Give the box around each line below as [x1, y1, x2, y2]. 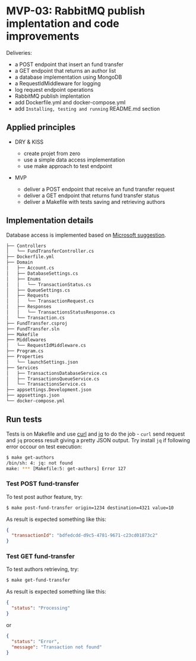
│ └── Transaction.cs [6, 315, 65, 321]
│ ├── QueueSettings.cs [6, 287, 70, 293]
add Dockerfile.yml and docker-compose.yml [14, 98, 126, 105]
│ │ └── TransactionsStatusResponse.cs [6, 309, 116, 315]
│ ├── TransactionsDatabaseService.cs [6, 370, 108, 376]
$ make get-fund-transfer [6, 577, 70, 584]
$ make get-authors [6, 454, 55, 460]
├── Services [6, 365, 39, 371]
